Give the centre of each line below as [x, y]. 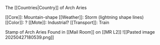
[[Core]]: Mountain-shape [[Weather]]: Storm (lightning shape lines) [75, 17]
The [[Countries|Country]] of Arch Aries [46, 8]
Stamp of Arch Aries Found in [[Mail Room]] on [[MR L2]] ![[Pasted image [80, 32]
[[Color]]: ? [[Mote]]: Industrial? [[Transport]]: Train [57, 22]
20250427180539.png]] [30, 37]
